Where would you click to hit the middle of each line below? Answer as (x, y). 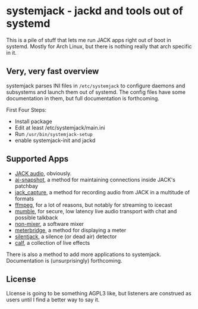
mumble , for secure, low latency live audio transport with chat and (96, 211)
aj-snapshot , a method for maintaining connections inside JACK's (95, 179)
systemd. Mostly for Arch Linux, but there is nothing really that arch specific (99, 46)
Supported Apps (37, 159)
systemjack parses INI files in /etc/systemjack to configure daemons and (96, 86)
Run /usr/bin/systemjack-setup (54, 134)
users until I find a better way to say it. (53, 300)
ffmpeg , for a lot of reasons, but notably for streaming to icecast (93, 205)
